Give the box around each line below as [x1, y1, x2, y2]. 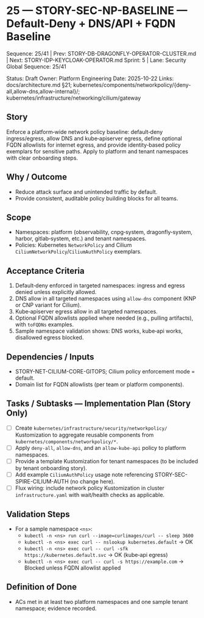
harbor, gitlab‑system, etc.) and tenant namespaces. [15, 235, 147, 242]
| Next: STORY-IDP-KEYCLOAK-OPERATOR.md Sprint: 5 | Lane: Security [6, 56, 187, 64]
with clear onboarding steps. [6, 154, 78, 161]
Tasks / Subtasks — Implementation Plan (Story [6, 399, 191, 409]
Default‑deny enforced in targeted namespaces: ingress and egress [15, 282, 185, 289]
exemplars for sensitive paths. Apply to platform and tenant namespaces [6, 147, 189, 155]
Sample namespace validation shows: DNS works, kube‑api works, [15, 328, 183, 335]
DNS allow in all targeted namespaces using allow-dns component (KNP [15, 295, 197, 303]
